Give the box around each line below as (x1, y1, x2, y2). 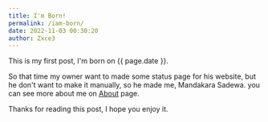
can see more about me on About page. (8, 89, 140, 99)
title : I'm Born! (8, 11, 67, 20)
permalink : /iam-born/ (8, 19, 84, 27)
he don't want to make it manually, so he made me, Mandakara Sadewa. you (8, 80, 261, 90)
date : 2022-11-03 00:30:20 (8, 26, 99, 35)
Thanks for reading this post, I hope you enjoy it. (8, 104, 169, 114)
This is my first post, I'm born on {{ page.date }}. (8, 56, 169, 66)
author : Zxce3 (8, 34, 56, 43)
